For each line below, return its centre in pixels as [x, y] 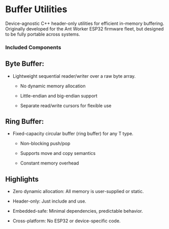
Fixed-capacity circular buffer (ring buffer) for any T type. [73, 134]
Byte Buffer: [25, 64]
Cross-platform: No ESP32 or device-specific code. [66, 221]
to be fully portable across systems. [43, 34]
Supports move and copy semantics [58, 153]
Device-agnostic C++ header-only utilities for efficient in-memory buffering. [85, 23]
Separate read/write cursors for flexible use [66, 106]
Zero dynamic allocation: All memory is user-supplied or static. [78, 191]
